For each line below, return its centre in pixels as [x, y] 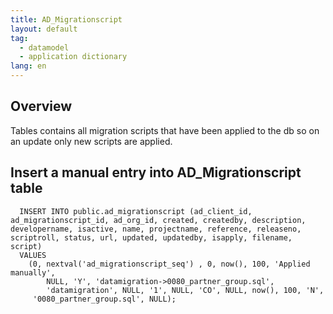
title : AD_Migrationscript [66, 19]
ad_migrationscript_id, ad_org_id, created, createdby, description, [158, 220]
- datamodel [44, 47]
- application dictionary [73, 57]
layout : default [44, 29]
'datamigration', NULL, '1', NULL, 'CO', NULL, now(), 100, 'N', [185, 290]
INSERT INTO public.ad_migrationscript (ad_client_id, [136, 211]
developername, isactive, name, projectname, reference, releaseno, [156, 229]
